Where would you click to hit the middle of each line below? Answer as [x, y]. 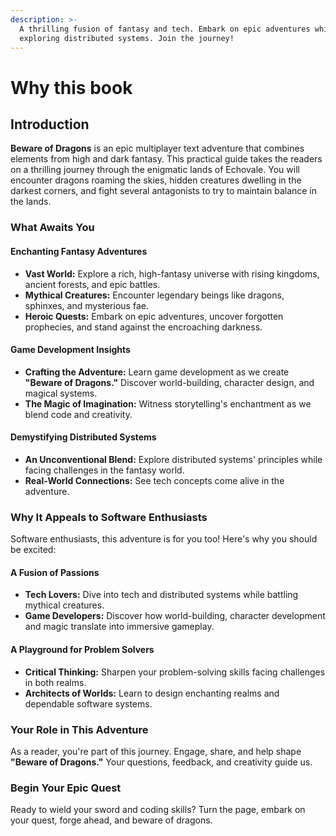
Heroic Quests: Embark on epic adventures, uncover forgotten [154, 316]
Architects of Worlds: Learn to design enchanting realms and [152, 693]
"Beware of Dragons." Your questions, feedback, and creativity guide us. [161, 762]
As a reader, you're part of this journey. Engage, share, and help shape [156, 751]
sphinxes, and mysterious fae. [86, 305]
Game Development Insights [70, 350]
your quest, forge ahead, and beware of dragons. [111, 820]
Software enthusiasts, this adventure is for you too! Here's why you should [164, 539]
